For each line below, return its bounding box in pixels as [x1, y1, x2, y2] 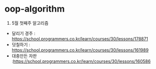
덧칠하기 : [11, 41, 30, 47]
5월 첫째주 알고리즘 [11, 20, 49, 26]
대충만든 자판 [11, 52, 37, 59]
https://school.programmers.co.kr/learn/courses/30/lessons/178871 [11, 35, 148, 42]
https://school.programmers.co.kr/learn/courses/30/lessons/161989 [11, 47, 149, 53]
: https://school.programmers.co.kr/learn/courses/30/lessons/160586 [11, 58, 151, 64]
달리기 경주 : [11, 30, 36, 36]
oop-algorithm [4, 3, 65, 15]
